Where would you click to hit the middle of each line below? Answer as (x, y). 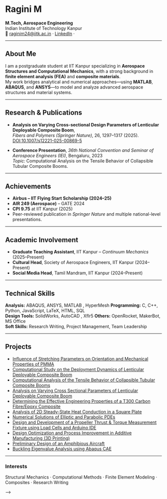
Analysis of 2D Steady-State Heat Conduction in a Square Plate (77, 411)
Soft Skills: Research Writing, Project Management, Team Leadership (76, 326)
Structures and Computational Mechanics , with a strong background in (79, 71)
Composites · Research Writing (37, 483)
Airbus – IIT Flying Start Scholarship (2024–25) (62, 198)
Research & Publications (44, 113)
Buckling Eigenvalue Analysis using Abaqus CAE (62, 449)
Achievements (28, 186)
